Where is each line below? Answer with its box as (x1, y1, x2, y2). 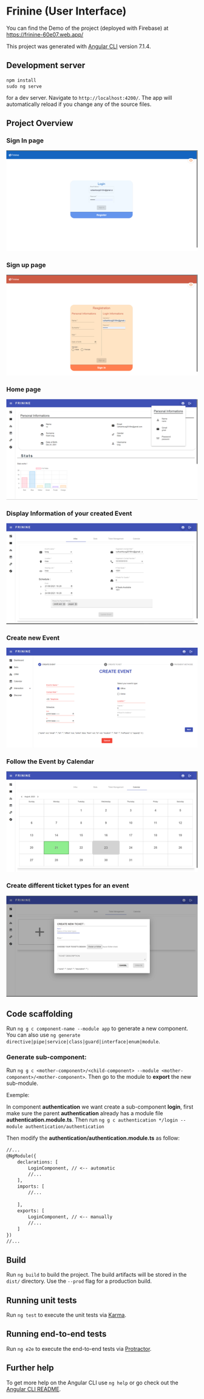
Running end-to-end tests (6, 1329, 107, 1339)
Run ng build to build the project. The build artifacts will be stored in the (6, 1271, 187, 1278)
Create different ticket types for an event (6, 882, 129, 890)
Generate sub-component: (6, 1053, 87, 1062)
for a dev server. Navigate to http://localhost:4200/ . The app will (6, 94, 172, 101)
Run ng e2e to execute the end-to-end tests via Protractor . (6, 1345, 152, 1352)
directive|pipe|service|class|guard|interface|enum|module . (6, 1038, 160, 1045)
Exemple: (6, 1092, 30, 1099)
